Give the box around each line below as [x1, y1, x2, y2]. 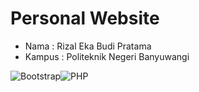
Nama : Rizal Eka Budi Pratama [24, 40, 152, 52]
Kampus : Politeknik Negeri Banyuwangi [24, 50, 190, 62]
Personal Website [10, 7, 160, 30]
